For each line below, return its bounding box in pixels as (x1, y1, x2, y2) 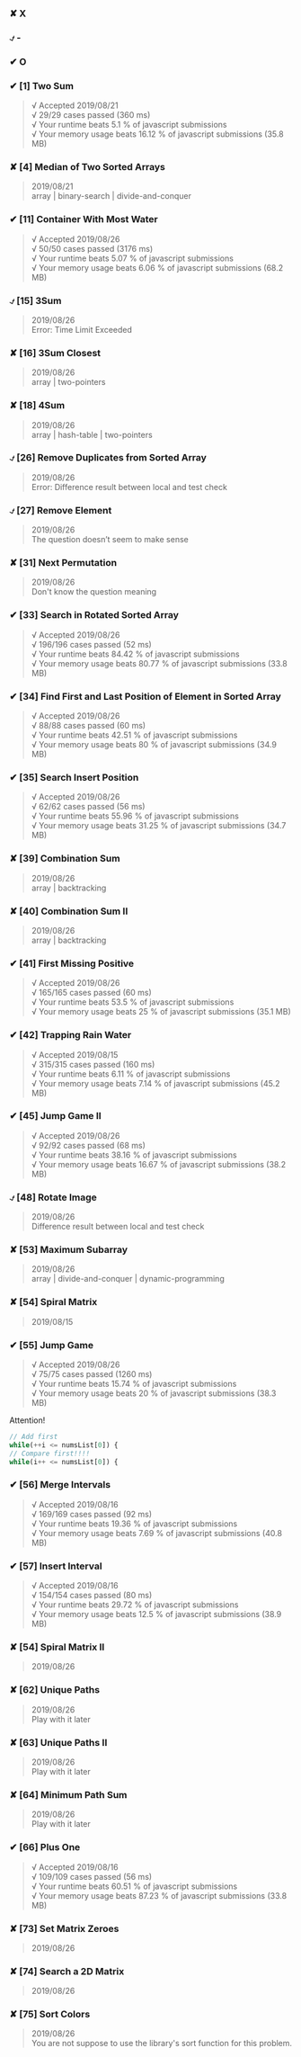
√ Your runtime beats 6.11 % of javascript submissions (31, 1069, 231, 1079)
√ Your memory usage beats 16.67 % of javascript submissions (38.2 (31, 1158, 286, 1169)
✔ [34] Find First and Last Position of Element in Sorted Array (9, 690, 281, 702)
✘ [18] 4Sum (9, 399, 66, 412)
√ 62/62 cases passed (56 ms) (31, 801, 146, 812)
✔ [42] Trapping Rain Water (9, 1029, 132, 1042)
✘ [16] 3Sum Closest (9, 346, 102, 359)
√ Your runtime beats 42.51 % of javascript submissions (31, 729, 238, 740)
